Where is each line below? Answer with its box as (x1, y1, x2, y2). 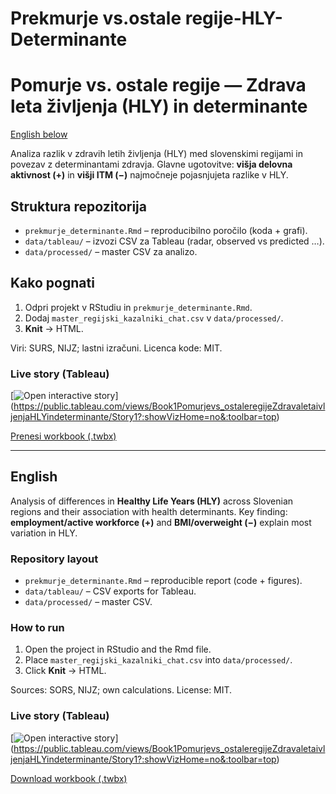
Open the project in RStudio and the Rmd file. (24, 643, 212, 656)
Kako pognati (10, 275, 95, 292)
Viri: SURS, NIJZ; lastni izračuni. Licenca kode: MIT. (10, 342, 223, 354)
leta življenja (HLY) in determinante (10, 95, 308, 118)
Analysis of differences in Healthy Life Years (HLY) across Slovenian (10, 495, 294, 507)
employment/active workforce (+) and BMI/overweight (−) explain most (10, 516, 312, 528)
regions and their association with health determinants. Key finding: (10, 505, 288, 517)
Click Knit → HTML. (24, 665, 107, 677)
